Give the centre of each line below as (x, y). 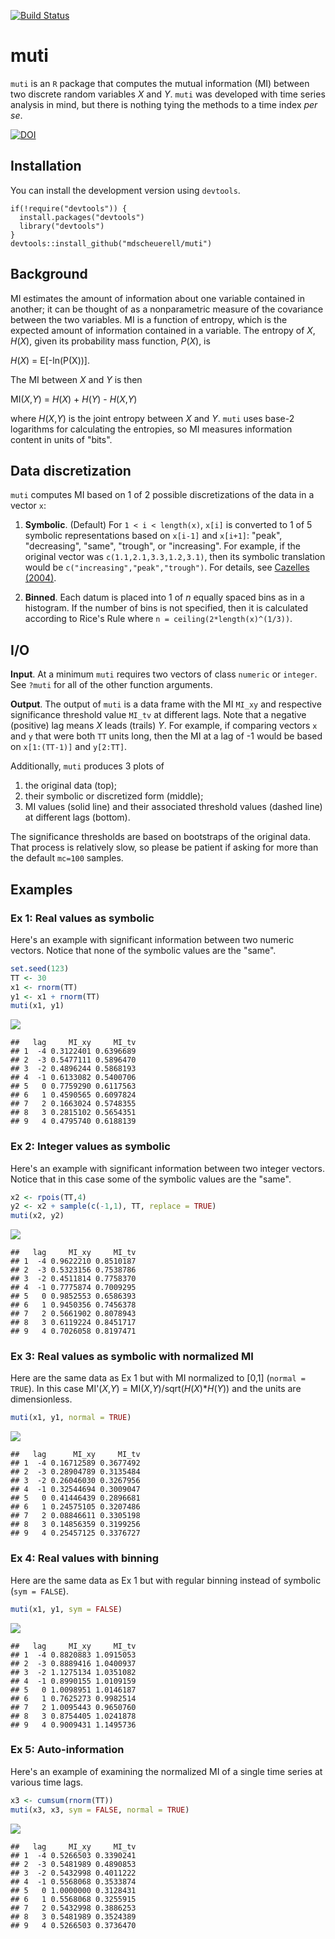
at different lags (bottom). (77, 817)
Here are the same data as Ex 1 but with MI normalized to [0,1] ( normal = (158, 1378)
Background (49, 274)
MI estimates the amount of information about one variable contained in (157, 298)
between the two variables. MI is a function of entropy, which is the (149, 319)
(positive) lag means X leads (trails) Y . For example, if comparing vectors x (164, 726)
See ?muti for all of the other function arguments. (111, 685)
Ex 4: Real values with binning (85, 1558)
